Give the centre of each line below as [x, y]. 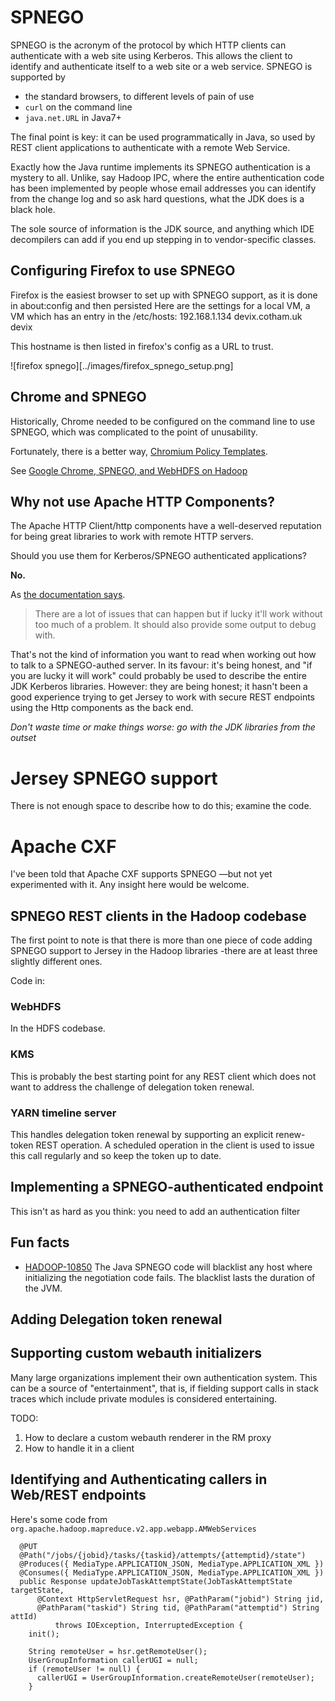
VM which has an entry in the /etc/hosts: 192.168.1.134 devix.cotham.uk [156, 316]
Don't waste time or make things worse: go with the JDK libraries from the [163, 727]
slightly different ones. [56, 962]
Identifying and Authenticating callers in [139, 1479]
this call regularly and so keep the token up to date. [116, 1155]
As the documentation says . [68, 595]
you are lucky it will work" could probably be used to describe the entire [158, 676]
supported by [38, 77]
